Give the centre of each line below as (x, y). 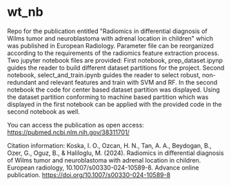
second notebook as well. (44, 112)
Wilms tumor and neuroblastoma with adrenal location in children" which (110, 38)
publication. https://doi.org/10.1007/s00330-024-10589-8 (89, 175)
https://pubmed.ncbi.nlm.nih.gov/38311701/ (68, 132)
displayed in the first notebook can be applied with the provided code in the (114, 104)
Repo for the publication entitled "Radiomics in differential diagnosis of (108, 31)
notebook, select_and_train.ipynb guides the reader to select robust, (104, 75)
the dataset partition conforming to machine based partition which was (108, 96)
